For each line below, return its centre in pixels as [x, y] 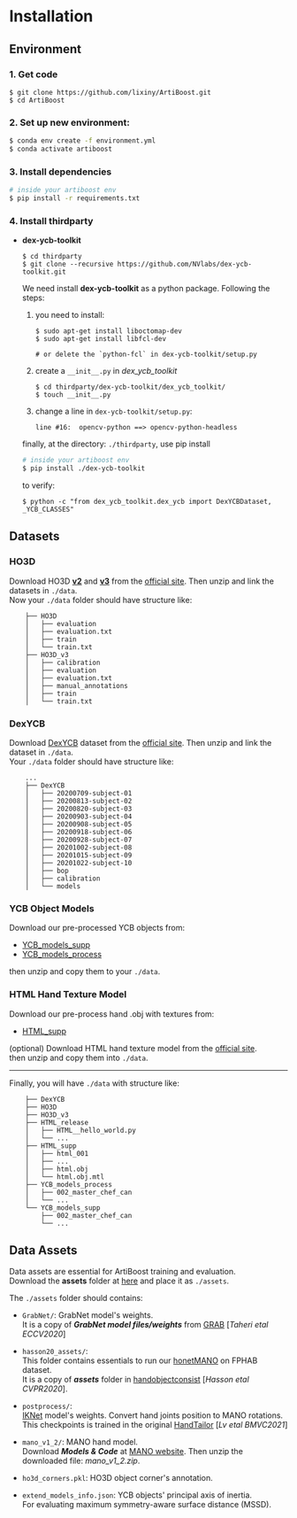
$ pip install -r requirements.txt [75, 198]
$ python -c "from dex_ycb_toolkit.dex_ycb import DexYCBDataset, [147, 502]
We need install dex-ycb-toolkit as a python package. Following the [146, 289]
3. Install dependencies [61, 172]
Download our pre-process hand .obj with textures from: [112, 1014]
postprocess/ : [47, 1406]
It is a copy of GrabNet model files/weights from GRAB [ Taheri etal [145, 1325]
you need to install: [70, 315]
